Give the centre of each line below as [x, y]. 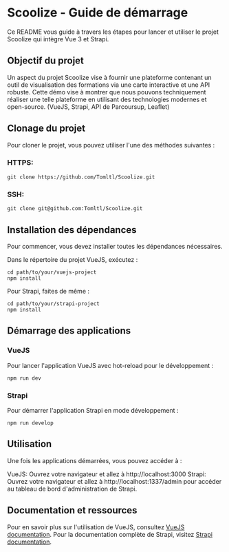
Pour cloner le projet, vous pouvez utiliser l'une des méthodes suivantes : [111, 145]
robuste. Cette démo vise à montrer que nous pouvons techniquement [107, 92]
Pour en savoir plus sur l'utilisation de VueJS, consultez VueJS [96, 527]
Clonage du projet [46, 129]
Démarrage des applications [69, 331]
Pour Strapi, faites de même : [48, 291]
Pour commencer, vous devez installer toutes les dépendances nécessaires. [115, 246]
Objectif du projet [46, 61]
